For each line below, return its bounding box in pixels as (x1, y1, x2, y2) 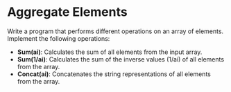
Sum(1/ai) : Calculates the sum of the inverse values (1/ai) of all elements (17, 55, 224, 63)
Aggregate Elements (7, 4, 128, 20)
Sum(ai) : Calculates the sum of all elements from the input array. (17, 48, 203, 56)
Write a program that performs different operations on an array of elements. (7, 27, 224, 35)
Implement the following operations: (7, 34, 110, 42)
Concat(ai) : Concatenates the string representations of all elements (17, 70, 212, 78)
